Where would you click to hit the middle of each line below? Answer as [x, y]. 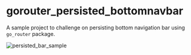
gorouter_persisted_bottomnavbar [95, 11]
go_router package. [31, 33]
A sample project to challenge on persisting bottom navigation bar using [96, 27]
